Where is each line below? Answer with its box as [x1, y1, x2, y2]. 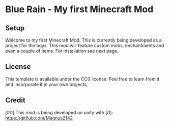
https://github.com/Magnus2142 [5, 115, 73, 121]
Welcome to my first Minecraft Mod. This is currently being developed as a [5, 37, 162, 43]
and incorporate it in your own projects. [5, 81, 88, 87]
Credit [5, 96, 25, 105]
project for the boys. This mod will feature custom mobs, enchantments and [5, 43, 164, 49]
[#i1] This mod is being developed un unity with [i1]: [5, 109, 114, 115]
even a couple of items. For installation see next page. [5, 48, 119, 54]
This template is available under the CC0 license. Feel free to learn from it [5, 76, 160, 82]
